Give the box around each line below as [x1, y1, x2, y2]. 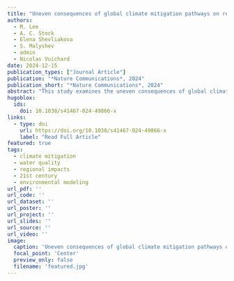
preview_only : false [13, 257, 73, 264]
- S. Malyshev [13, 43, 54, 50]
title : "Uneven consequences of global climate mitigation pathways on [7, 10, 219, 17]
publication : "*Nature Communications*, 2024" [7, 75, 145, 82]
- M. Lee [13, 23, 39, 30]
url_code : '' [7, 192, 45, 199]
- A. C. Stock [13, 29, 54, 37]
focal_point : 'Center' [13, 250, 79, 257]
